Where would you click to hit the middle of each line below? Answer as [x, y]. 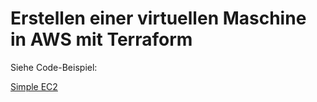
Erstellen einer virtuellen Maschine [158, 18]
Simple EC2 [34, 86]
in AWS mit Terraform [101, 39]
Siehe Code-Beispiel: [54, 67]
